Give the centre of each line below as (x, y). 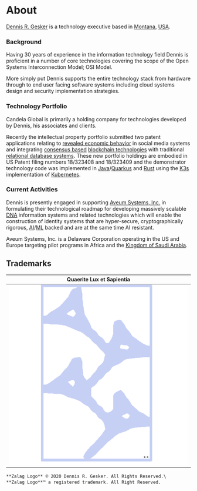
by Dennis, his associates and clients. (51, 125)
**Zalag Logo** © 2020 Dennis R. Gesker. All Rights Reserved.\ (86, 476)
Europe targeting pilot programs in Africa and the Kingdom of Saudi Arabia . (97, 245)
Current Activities (32, 190)
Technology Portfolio (37, 107)
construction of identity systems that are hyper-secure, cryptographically (95, 221)
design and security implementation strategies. (63, 91)
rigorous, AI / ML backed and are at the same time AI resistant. (80, 227)
